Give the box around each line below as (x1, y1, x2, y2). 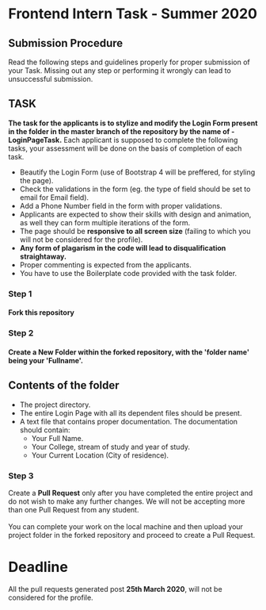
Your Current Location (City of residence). (31, 450, 169, 460)
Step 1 (8, 288, 32, 299)
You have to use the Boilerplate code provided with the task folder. (19, 268, 237, 278)
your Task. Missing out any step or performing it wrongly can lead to (8, 66, 231, 75)
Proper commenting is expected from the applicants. (19, 259, 192, 270)
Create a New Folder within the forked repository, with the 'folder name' (8, 347, 249, 357)
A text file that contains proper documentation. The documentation (19, 416, 238, 426)
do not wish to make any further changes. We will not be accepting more (8, 497, 245, 506)
